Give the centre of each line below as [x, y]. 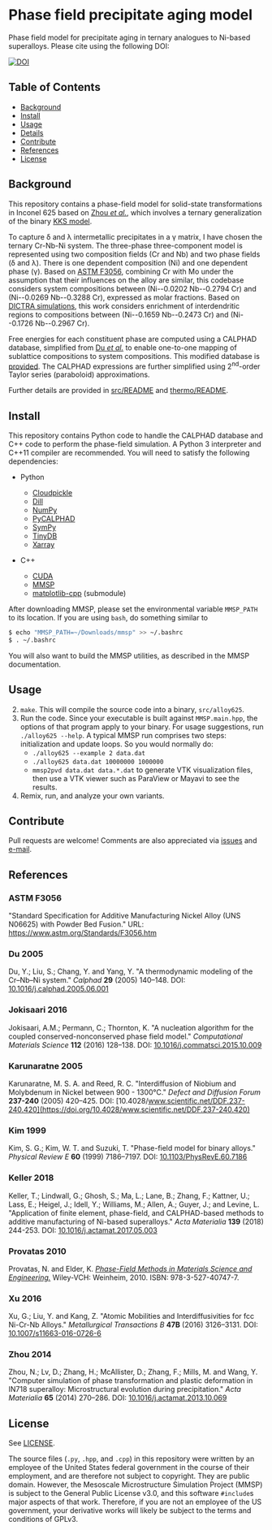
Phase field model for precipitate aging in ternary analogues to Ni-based [130, 37]
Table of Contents [55, 87]
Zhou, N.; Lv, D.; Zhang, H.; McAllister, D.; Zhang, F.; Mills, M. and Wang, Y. [133, 1372]
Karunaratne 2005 [46, 1065]
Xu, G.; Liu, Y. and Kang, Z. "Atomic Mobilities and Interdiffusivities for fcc [131, 1316]
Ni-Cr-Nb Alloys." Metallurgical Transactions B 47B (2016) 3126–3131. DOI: [133, 1325]
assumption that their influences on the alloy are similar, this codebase [126, 280]
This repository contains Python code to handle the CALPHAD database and [136, 435]
